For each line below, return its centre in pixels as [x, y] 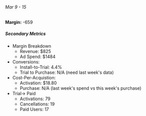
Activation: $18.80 [38, 83]
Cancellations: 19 [37, 104]
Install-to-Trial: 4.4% [41, 67]
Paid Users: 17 [34, 110]
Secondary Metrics [26, 33]
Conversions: [26, 62]
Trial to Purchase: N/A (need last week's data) [67, 72]
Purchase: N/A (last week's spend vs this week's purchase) [80, 88]
